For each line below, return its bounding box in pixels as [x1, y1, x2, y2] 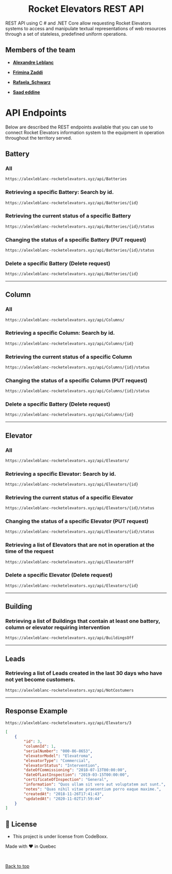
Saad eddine [12, 89, 40, 95]
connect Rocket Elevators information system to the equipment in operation [5, 129, 165, 136]
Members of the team [5, 46, 76, 54]
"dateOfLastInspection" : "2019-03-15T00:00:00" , [24, 772, 130, 778]
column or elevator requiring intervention [5, 624, 110, 631]
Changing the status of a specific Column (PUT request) [5, 377, 147, 384]
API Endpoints [5, 107, 67, 118]
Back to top [5, 863, 30, 869]
